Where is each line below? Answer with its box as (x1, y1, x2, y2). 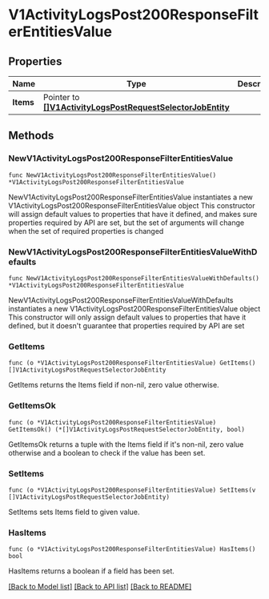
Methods (8, 129, 54, 143)
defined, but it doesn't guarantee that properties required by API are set (8, 320, 245, 330)
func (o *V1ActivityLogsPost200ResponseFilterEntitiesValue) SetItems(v (8, 486, 256, 494)
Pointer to (42, 92, 80, 103)
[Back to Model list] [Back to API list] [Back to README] (8, 582, 192, 592)
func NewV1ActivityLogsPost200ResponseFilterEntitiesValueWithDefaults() (8, 274, 260, 282)
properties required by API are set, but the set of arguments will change (8, 218, 245, 227)
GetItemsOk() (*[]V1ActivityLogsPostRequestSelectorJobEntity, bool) (8, 425, 246, 433)
